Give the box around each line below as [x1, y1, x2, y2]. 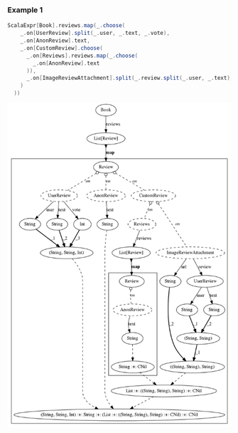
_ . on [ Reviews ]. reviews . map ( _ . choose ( [26, 52, 139, 59]
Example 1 [7, 5, 43, 15]
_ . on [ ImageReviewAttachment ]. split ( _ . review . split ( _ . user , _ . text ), [26, 75, 234, 82]
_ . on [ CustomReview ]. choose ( [20, 44, 103, 51]
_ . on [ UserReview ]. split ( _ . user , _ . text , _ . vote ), [20, 30, 171, 37]
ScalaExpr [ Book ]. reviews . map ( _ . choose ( [7, 22, 126, 29]
